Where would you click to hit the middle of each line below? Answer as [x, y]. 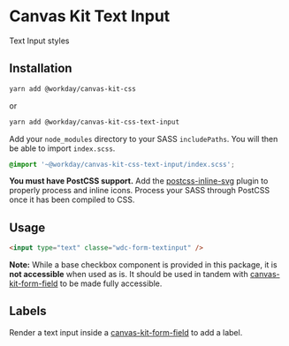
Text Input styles [39, 41]
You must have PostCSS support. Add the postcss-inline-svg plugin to [139, 181]
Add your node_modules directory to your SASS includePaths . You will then [144, 139]
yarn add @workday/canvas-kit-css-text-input [94, 122]
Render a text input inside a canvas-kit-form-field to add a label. [126, 332]
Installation [41, 68]
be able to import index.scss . [62, 148]
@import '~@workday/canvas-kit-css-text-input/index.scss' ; [122, 164]
